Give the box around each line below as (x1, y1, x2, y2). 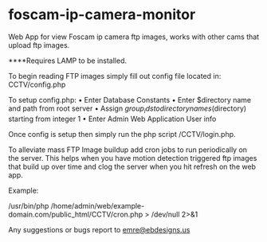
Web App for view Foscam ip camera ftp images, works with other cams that (8, 32, 260, 41)
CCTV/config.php (8, 80, 66, 89)
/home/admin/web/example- (50, 201, 145, 210)
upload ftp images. (8, 40, 70, 49)
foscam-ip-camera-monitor (8, 6, 196, 24)
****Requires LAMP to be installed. (8, 56, 128, 65)
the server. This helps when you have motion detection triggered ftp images (8, 153, 257, 162)
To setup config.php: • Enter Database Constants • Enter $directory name (8, 95, 252, 104)
